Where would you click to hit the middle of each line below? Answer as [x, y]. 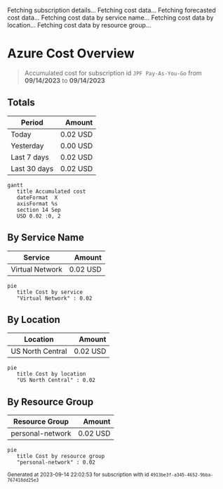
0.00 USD [77, 146]
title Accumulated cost [51, 191]
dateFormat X [37, 197]
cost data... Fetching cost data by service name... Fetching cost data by [110, 18]
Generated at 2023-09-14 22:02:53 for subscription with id [78, 475]
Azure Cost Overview [71, 54]
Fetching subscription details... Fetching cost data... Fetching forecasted [111, 10]
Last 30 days [32, 168]
